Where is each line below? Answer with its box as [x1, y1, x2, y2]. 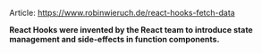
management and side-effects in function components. [9, 34, 220, 44]
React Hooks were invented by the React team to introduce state [9, 25, 253, 34]
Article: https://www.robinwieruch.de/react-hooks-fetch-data [9, 8, 235, 18]
